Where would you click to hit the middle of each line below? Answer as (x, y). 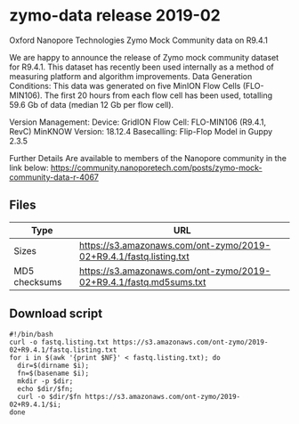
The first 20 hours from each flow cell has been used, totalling (158, 95)
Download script (56, 314)
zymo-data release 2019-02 (115, 16)
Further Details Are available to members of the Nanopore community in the (148, 158)
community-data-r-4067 (54, 177)
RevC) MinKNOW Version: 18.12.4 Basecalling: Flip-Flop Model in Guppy (141, 131)
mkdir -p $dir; (45, 381)
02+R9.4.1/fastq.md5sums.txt (142, 281)
